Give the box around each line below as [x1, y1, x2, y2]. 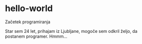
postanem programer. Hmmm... [5, 33, 68, 39]
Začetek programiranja [5, 19, 51, 25]
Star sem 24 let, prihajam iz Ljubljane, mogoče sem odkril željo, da [5, 28, 138, 34]
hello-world [5, 3, 53, 14]
